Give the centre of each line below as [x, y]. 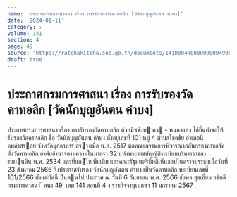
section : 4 [23, 40]
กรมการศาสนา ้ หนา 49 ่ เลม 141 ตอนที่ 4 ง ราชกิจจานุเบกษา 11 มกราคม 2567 [101, 185]
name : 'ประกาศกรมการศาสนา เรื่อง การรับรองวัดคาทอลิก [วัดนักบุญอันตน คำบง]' [96, 14]
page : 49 [20, 46]
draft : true [25, 60]
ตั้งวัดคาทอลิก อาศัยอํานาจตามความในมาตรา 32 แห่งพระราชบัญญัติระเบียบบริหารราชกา [107, 153]
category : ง [24, 27]
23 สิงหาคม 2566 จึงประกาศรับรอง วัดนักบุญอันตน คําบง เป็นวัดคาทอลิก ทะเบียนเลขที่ [108, 169]
